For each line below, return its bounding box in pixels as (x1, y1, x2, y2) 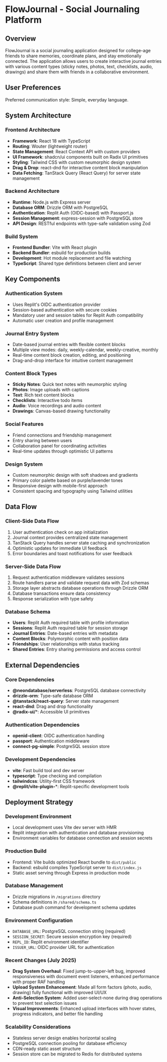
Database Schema (5, 608, 51, 615)
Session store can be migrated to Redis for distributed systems (12, 1051, 142, 1057)
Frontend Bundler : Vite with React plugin (12, 245, 97, 251)
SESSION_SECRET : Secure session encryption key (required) (12, 933, 132, 940)
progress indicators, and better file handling (12, 1011, 103, 1017)
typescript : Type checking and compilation (12, 773, 102, 779)
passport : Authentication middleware (12, 738, 90, 744)
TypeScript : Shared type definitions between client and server (12, 260, 141, 267)
